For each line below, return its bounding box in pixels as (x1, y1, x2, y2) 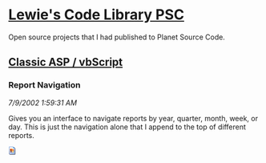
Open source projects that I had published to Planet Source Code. (8, 32, 226, 42)
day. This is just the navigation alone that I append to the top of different (8, 122, 247, 132)
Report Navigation (8, 79, 81, 91)
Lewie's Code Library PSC (8, 6, 184, 24)
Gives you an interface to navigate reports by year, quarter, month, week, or (8, 113, 259, 123)
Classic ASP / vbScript (8, 55, 123, 69)
